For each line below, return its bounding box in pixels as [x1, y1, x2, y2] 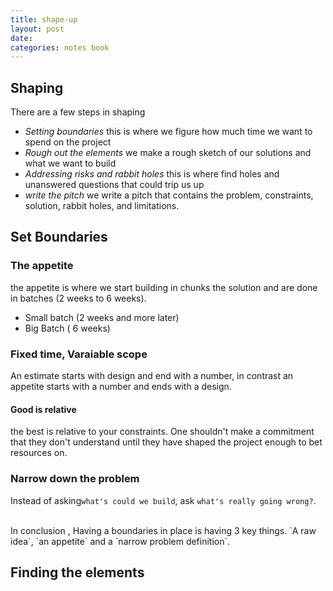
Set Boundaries [10, 229, 108, 246]
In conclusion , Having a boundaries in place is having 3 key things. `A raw [10, 524, 317, 536]
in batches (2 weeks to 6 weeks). [10, 292, 147, 304]
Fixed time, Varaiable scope [10, 347, 148, 361]
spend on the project [24, 136, 112, 148]
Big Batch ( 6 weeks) [24, 322, 111, 334]
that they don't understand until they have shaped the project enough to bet [10, 436, 323, 448]
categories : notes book [10, 42, 110, 53]
